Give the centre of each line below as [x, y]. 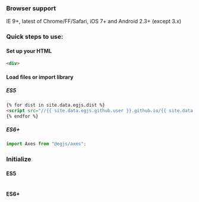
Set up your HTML [29, 51]
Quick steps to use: [35, 37]
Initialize [19, 159]
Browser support [31, 8]
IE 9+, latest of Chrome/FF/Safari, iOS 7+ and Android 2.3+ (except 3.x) [94, 21]
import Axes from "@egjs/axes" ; [46, 144]
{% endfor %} [22, 116]
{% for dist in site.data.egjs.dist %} [56, 105]
